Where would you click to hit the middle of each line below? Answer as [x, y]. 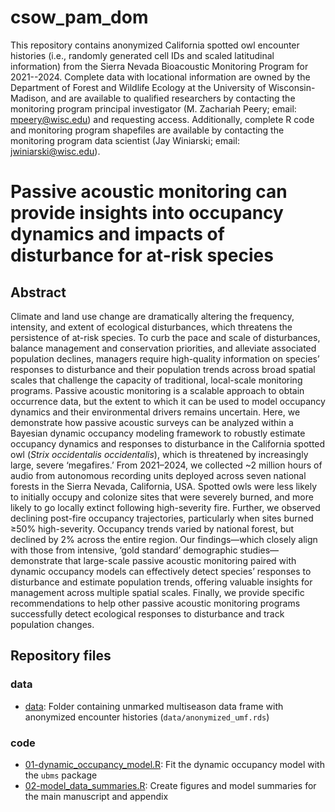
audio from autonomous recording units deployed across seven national [158, 475]
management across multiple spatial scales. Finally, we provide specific [157, 592]
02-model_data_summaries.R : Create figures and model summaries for [170, 785]
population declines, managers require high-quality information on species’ [165, 358]
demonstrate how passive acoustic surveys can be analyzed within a [152, 422]
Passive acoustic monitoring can [149, 192]
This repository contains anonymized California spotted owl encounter [155, 45]
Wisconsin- [292, 87]
